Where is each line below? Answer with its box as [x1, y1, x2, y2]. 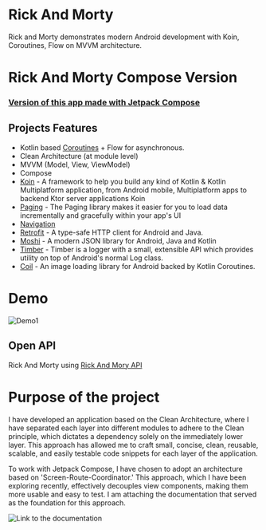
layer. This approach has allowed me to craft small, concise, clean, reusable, [8, 440, 259, 449]
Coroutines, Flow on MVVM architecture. [8, 40, 142, 49]
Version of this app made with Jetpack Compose [8, 97, 201, 109]
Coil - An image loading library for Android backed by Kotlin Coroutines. [19, 261, 256, 271]
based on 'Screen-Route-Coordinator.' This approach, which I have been [8, 473, 247, 482]
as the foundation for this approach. [8, 497, 126, 508]
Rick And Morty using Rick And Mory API [8, 360, 143, 370]
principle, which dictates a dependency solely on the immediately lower [8, 431, 244, 441]
